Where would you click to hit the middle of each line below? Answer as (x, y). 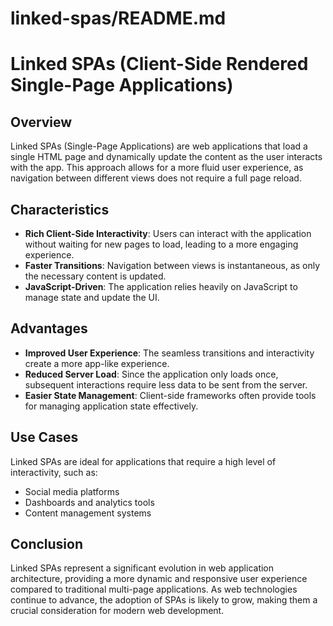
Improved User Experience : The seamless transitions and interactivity (169, 353)
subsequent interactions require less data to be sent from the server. (166, 384)
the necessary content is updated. (95, 276)
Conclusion (47, 544)
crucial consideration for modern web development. (117, 611)
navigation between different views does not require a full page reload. (156, 178)
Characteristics (60, 209)
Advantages (49, 328)
